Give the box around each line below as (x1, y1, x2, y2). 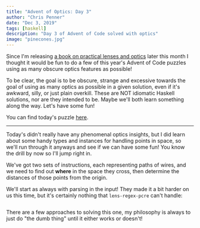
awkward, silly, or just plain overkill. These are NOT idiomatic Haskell (6, 90, 175, 96)
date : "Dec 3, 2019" (6, 20, 58, 26)
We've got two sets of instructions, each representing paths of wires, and (6, 161, 186, 168)
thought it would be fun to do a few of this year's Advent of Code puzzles (6, 59, 186, 66)
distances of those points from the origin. (6, 174, 108, 181)
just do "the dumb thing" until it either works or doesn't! (6, 215, 143, 222)
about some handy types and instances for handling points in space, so (6, 138, 182, 144)
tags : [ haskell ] (6, 25, 46, 32)
